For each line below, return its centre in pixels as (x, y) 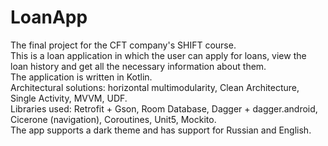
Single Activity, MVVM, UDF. (69, 98)
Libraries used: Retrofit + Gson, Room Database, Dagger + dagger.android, (164, 108)
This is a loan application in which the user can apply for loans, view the (158, 55)
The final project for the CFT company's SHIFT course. (123, 45)
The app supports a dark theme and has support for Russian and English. (161, 130)
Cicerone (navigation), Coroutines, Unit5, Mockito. (113, 119)
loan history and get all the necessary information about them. (138, 66)
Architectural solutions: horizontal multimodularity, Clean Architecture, (155, 87)
